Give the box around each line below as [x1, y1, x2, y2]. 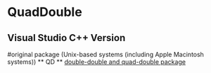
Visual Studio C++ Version [7, 32, 126, 44]
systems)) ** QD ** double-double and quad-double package [7, 58, 186, 66]
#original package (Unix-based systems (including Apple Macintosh [7, 50, 204, 58]
